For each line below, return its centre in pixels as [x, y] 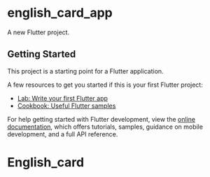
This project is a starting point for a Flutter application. [85, 71]
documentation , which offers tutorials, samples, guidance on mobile [105, 127]
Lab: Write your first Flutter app [63, 98]
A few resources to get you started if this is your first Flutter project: [105, 85]
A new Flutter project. [38, 32]
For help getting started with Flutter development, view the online [101, 119]
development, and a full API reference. [63, 134]
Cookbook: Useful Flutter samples [66, 106]
